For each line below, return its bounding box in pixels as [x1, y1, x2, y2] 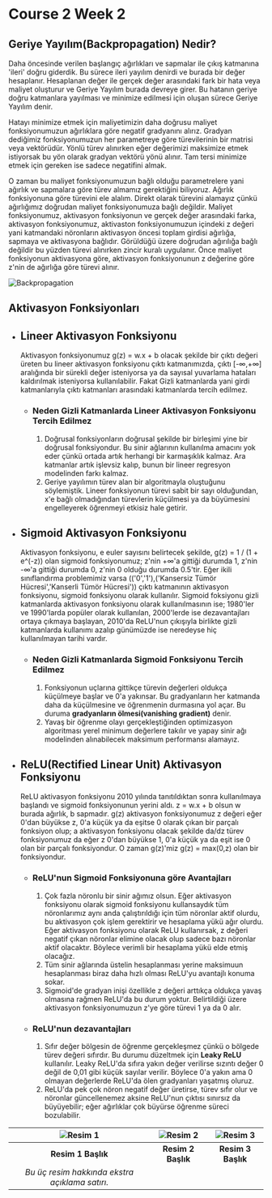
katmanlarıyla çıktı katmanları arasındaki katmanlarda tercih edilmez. [19, 385, 249, 395]
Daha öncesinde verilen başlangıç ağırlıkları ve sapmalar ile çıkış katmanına [8, 58, 259, 68]
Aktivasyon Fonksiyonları [8, 302, 140, 315]
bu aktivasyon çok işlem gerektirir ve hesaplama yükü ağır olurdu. [44, 917, 264, 926]
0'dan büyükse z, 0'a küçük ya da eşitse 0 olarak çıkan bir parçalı [19, 818, 239, 828]
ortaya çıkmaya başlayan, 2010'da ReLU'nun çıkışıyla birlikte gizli [19, 617, 237, 627]
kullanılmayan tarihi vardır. [19, 634, 108, 644]
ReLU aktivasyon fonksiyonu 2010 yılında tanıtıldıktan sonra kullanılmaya [19, 792, 261, 802]
